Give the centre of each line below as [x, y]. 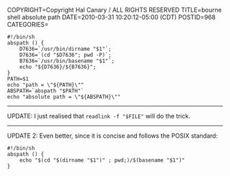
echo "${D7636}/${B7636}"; [58, 67]
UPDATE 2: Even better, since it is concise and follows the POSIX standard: [112, 136]
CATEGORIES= [28, 24]
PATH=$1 [18, 79]
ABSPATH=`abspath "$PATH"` [46, 91]
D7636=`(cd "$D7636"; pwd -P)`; [65, 55]
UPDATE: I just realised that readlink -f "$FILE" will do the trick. [99, 116]
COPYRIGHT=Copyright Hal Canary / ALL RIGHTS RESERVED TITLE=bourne [115, 10]
